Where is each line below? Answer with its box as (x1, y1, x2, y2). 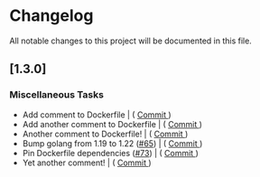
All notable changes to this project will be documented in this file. (9, 35, 253, 46)
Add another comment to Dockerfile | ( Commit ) (22, 118, 203, 129)
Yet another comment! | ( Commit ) (22, 157, 152, 168)
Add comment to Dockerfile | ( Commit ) (22, 109, 172, 120)
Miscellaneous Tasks (9, 88, 104, 101)
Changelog (9, 5, 94, 26)
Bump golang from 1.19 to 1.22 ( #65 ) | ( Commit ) (22, 137, 203, 149)
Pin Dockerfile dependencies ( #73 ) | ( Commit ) (22, 147, 199, 158)
